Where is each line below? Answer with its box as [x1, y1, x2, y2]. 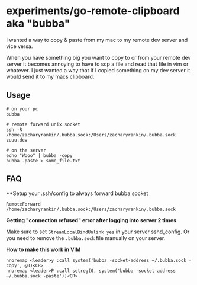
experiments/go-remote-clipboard [6, 4, 180, 18]
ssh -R [6, 126, 22, 133]
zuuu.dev [6, 137, 28, 143]
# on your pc [6, 105, 38, 112]
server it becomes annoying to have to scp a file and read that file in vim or [6, 60, 189, 68]
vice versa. [6, 43, 33, 50]
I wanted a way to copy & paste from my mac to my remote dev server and [6, 36, 188, 43]
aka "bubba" [6, 17, 70, 30]
